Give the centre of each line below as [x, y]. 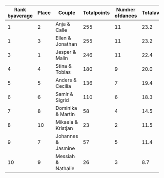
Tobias [63, 72]
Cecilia [63, 86]
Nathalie [65, 168]
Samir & [64, 94]
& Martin [65, 114]
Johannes [67, 136]
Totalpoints [96, 13]
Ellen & [63, 38]
